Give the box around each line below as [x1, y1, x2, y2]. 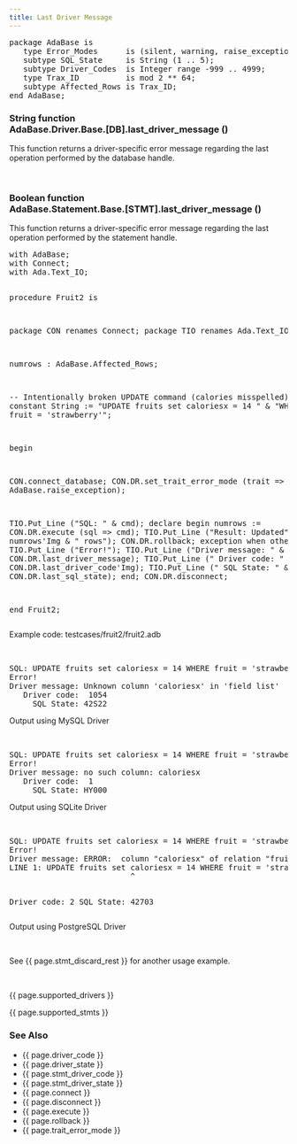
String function [9, 112, 76, 124]
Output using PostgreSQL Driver [9, 922, 126, 932]
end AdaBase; [9, 90, 66, 100]
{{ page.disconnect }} [21, 1096, 102, 1107]
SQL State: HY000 [32, 785, 108, 795]
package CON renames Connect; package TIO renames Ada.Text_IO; [9, 326, 294, 336]
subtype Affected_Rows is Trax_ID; [23, 81, 178, 91]
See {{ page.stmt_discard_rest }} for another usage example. [9, 955, 231, 966]
